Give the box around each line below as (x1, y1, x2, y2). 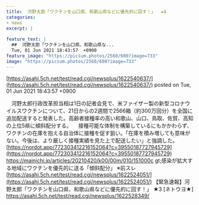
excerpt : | (6, 25, 33, 31)
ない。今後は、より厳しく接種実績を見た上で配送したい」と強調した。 (6, 137, 178, 144)
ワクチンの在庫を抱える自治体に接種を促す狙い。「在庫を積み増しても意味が (6, 129, 191, 137)
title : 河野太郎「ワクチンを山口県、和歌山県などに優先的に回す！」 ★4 (6, 8, 166, 15)
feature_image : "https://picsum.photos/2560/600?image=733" (6, 53, 159, 59)
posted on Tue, (154, 81, 191, 88)
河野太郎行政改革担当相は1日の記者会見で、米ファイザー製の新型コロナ (11, 99, 185, 107)
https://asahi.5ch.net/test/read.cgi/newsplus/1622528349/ (6, 192, 150, 199)
